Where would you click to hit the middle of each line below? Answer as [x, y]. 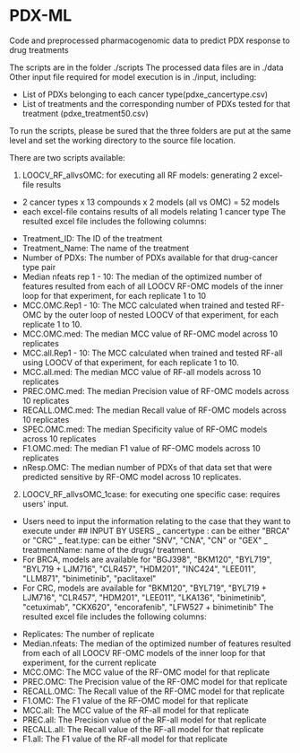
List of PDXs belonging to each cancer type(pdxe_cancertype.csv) [145, 94]
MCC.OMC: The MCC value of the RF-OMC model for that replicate [146, 672]
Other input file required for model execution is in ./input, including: [133, 76]
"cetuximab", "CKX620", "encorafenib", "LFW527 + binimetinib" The [148, 607]
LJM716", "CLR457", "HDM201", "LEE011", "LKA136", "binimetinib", [144, 597]
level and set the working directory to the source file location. [122, 140]
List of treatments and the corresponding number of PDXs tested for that [156, 103]
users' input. [45, 503]
